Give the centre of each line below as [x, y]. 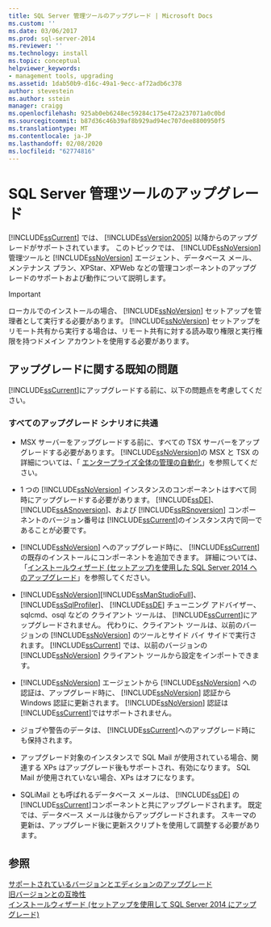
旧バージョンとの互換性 [47, 895]
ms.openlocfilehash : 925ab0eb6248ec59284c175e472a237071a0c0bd [117, 114]
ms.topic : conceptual [45, 61]
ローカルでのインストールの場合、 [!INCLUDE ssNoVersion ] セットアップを [132, 311]
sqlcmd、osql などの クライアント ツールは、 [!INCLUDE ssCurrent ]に [135, 615]
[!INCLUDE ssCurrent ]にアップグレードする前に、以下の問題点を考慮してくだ [135, 390]
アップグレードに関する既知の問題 [93, 369]
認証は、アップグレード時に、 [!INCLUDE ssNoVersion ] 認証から [125, 693]
